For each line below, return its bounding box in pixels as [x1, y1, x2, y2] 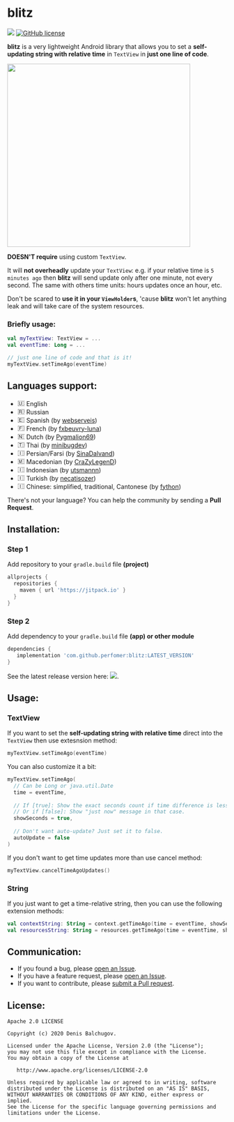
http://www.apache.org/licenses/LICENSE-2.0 [16, 1067, 148, 1074]
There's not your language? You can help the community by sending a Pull [7, 495, 221, 504]
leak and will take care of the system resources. [7, 301, 145, 310]
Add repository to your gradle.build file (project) [7, 560, 150, 569]
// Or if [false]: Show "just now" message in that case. [13, 808, 186, 816]
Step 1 [7, 544, 29, 554]
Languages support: [7, 380, 97, 392]
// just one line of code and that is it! [7, 354, 132, 361]
